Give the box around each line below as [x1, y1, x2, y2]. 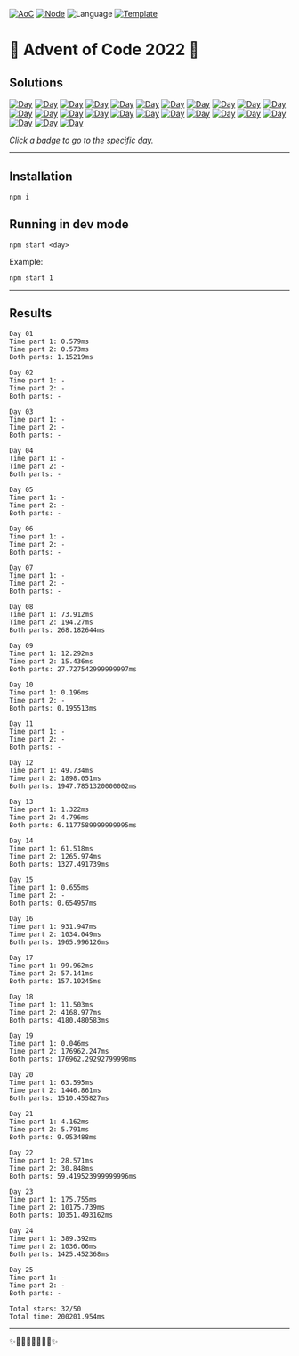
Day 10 [9, 680, 34, 690]
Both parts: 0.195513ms [9, 704, 98, 713]
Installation [9, 169, 73, 185]
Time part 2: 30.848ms [9, 1164, 93, 1173]
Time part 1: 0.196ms [9, 688, 90, 697]
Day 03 [9, 407, 34, 416]
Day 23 [9, 1188, 34, 1196]
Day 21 [9, 1110, 34, 1119]
